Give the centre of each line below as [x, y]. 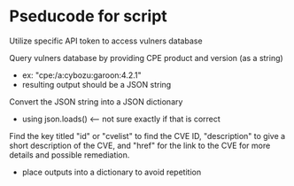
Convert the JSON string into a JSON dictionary [96, 101]
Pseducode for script [89, 16]
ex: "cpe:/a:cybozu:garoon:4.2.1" [81, 75]
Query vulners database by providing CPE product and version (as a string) [146, 58]
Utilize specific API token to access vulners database [106, 41]
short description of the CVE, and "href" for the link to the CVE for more [140, 145]
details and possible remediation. [70, 155]
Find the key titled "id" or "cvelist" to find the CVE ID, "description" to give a [147, 136]
